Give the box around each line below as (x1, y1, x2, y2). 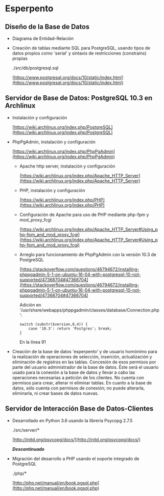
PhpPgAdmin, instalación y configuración (12, 138, 96, 145)
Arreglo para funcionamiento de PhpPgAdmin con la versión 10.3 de (19, 251, 157, 257)
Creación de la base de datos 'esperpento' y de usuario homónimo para (12, 348, 158, 354)
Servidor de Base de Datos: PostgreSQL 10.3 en (5, 94, 153, 102)
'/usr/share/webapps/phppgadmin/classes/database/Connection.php (19, 307, 160, 313)
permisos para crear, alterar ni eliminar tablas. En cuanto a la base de (12, 380, 152, 386)
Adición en (19, 302, 42, 307)
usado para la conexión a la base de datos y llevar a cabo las (12, 369, 136, 375)
